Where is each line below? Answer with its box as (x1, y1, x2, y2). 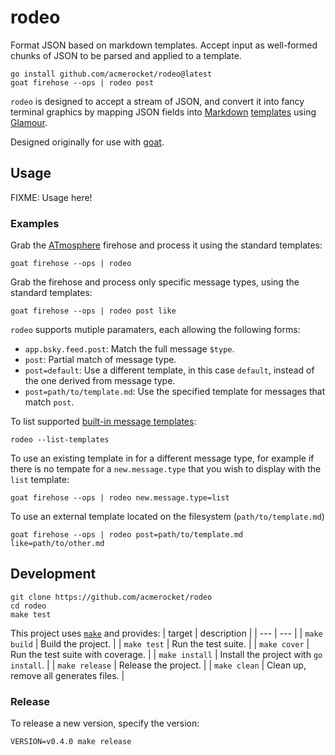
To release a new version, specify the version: (10, 717, 200, 730)
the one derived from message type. (24, 375, 176, 387)
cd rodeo (10, 601, 47, 611)
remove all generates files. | (10, 669, 125, 681)
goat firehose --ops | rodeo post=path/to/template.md (10, 530, 244, 540)
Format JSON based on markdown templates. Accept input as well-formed (10, 39, 318, 51)
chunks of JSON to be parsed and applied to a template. (10, 49, 242, 61)
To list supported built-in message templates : (10, 416, 197, 428)
